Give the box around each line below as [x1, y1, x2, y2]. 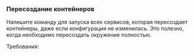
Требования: [6, 43, 40, 50]
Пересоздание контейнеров [6, 5, 95, 13]
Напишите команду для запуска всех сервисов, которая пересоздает [6, 19, 188, 26]
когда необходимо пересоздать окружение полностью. [6, 31, 152, 39]
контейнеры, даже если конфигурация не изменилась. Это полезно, [6, 25, 184, 32]
